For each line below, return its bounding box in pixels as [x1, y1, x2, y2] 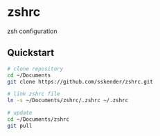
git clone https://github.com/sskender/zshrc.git [7, 78, 154, 85]
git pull [7, 122, 33, 129]
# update [7, 110, 33, 117]
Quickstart [7, 47, 55, 59]
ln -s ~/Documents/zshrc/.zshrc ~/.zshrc [7, 97, 129, 104]
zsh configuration [7, 27, 57, 35]
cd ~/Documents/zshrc [7, 116, 70, 123]
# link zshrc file [7, 90, 60, 97]
